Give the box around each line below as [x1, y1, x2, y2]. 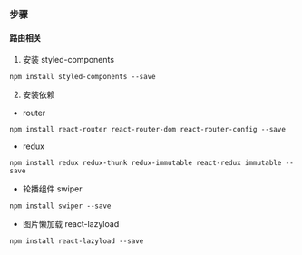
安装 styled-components [22, 54, 115, 65]
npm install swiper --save [9, 201, 112, 211]
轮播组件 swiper [22, 183, 83, 194]
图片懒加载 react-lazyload [22, 219, 120, 230]
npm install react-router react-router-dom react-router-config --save [9, 125, 286, 134]
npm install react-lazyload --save [9, 237, 144, 246]
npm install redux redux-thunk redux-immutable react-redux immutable [9, 159, 282, 168]
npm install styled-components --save [9, 73, 156, 82]
